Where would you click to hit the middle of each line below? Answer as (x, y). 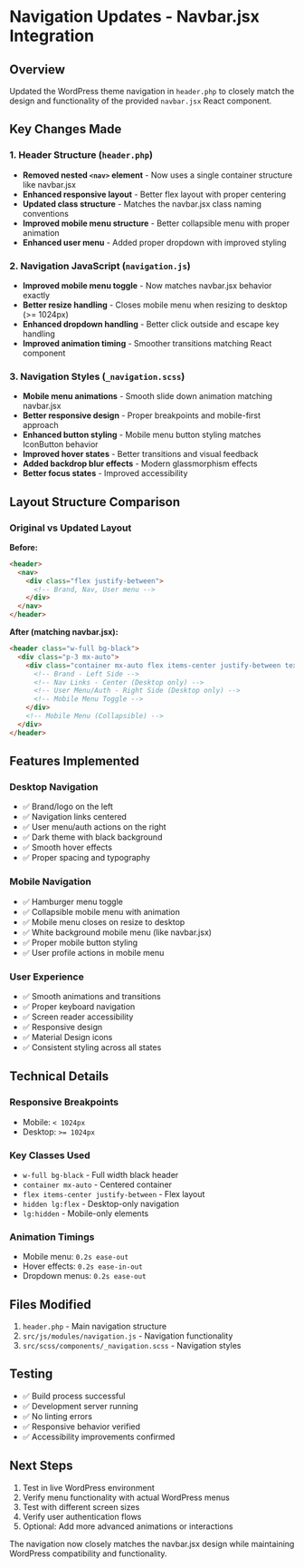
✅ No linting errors (57, 1416)
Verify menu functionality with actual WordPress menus (126, 1497)
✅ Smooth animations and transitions (91, 996)
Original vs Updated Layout (71, 528)
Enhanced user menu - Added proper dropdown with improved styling (154, 242)
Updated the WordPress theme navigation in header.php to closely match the (152, 91)
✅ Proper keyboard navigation (79, 1007)
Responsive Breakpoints (64, 1102)
